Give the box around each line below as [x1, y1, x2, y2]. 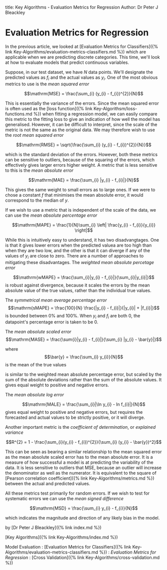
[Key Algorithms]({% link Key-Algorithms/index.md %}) [5, 534, 118, 541]
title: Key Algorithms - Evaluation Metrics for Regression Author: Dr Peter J [5, 4, 159, 10]
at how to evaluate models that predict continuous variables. [5, 59, 130, 65]
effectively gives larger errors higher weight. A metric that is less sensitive [5, 162, 158, 168]
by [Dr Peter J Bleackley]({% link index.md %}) [5, 525, 102, 531]
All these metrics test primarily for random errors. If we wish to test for [5, 490, 150, 496]
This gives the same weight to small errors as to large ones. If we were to [5, 187, 156, 193]
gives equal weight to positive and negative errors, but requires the [5, 409, 143, 415]
